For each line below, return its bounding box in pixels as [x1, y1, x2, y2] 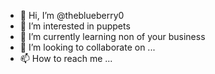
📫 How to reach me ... [19, 53, 113, 64]
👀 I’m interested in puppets [19, 20, 131, 32]
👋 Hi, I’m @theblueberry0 [19, 10, 125, 21]
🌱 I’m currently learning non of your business [19, 31, 206, 42]
